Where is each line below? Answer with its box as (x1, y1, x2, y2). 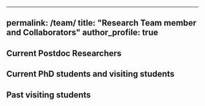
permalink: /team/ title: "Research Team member (6, 18, 196, 28)
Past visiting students (6, 90, 92, 100)
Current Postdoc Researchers (6, 48, 122, 58)
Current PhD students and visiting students (6, 69, 175, 79)
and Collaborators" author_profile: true (6, 27, 159, 38)
